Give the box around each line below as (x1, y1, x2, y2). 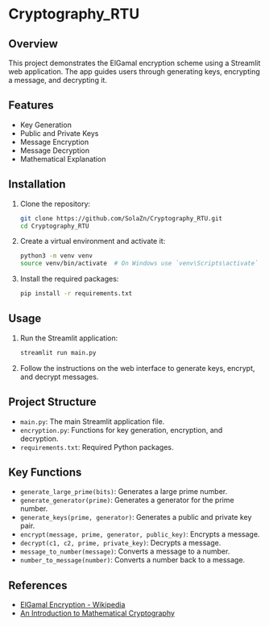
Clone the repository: (19, 199, 91, 208)
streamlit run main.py (19, 348, 97, 356)
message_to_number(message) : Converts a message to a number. (19, 546, 230, 556)
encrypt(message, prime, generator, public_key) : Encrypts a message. (19, 529, 260, 539)
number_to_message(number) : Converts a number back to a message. (19, 555, 246, 565)
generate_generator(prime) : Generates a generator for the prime (19, 496, 235, 505)
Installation (8, 178, 66, 192)
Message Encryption (19, 137, 89, 146)
